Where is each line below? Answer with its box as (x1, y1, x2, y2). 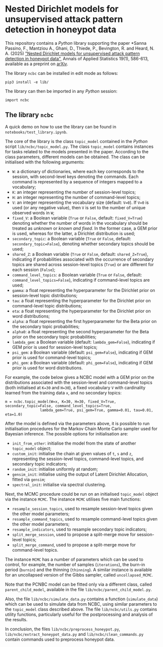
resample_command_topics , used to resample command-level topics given (12, 516, 158, 521)
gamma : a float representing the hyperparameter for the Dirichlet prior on (12, 287, 156, 293)
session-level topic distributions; (12, 292, 78, 298)
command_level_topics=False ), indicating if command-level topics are (12, 277, 150, 283)
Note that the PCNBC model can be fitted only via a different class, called (5, 581, 152, 587)
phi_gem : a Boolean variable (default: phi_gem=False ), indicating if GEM (12, 359, 153, 365)
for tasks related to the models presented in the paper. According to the (5, 148, 149, 154)
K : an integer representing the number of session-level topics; (12, 189, 136, 195)
